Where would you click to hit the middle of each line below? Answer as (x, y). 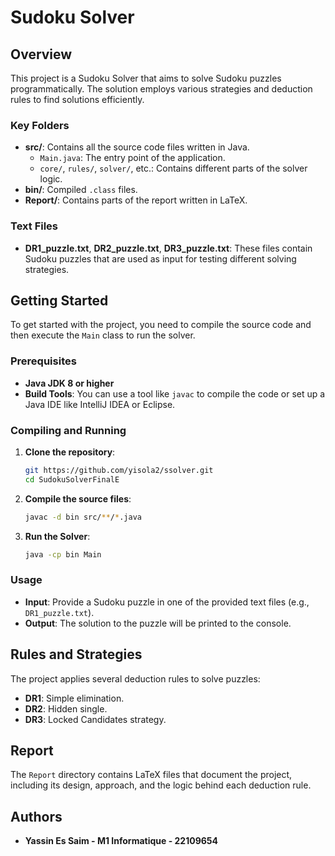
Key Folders (40, 125)
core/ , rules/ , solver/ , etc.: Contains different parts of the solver (173, 168)
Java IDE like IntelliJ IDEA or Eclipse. (100, 404)
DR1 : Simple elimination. (74, 698)
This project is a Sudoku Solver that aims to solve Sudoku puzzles (146, 78)
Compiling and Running (68, 430)
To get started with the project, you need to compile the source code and (161, 325)
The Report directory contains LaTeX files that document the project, (151, 775)
